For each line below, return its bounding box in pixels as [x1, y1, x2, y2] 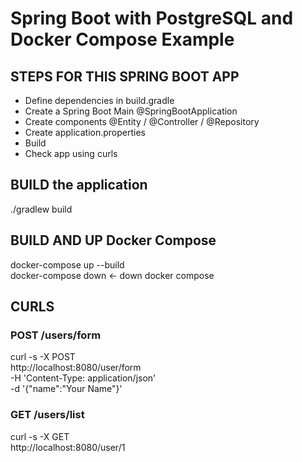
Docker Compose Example [10, 28, 235, 51]
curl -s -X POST [10, 351, 76, 363]
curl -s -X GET [10, 430, 70, 442]
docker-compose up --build [10, 258, 125, 271]
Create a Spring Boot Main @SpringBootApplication [24, 105, 238, 117]
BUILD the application [10, 177, 148, 194]
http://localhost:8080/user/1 [10, 441, 126, 453]
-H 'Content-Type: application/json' [10, 372, 157, 384]
